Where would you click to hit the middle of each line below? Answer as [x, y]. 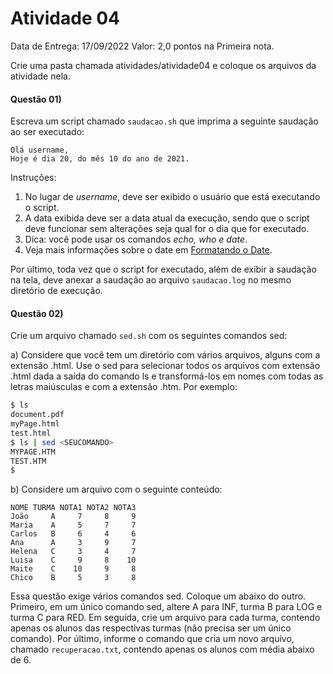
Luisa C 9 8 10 [73, 560]
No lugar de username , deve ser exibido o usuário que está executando [172, 197]
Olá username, [40, 150]
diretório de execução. [56, 291]
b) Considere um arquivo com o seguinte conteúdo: [116, 489]
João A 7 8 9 [73, 517]
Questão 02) [37, 313]
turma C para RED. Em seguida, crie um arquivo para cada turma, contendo [165, 618]
